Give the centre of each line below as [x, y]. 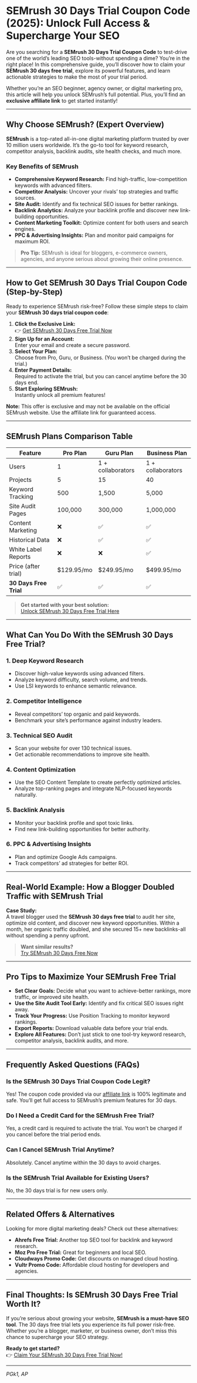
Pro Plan [75, 453]
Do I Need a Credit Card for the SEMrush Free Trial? [80, 1116]
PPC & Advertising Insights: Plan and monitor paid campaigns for [94, 235]
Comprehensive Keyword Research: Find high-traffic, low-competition [101, 179]
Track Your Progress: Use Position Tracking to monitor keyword [92, 1016]
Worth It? [23, 1304]
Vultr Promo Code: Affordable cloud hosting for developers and [92, 1265]
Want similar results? [47, 947]
